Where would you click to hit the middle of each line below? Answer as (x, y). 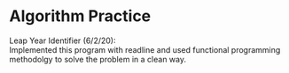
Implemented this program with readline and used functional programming (145, 49)
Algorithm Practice (80, 16)
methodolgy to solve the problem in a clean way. (98, 59)
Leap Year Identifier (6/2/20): (62, 40)
